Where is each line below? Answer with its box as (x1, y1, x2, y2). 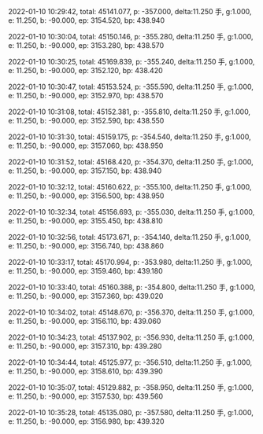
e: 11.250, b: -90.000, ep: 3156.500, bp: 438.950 (8, 191, 165, 200)
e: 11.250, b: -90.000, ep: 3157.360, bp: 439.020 (8, 292, 164, 300)
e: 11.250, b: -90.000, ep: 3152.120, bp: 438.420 (8, 66, 163, 75)
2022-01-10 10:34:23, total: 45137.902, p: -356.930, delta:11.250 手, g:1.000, (8, 333, 254, 342)
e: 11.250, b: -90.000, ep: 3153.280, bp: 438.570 (8, 41, 164, 50)
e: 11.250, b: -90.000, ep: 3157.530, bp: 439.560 (8, 392, 164, 401)
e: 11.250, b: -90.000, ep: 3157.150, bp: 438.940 (8, 166, 162, 175)
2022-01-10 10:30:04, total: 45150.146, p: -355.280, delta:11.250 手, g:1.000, (8, 32, 254, 41)
